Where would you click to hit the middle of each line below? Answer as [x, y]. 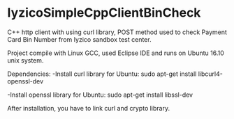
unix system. [25, 60]
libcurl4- [211, 74]
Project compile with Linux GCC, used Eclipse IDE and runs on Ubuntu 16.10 [116, 53]
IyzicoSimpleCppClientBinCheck [104, 13]
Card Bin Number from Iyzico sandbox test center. [79, 39]
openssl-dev [25, 81]
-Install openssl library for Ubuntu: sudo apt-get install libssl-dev [100, 95]
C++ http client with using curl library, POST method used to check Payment [117, 32]
